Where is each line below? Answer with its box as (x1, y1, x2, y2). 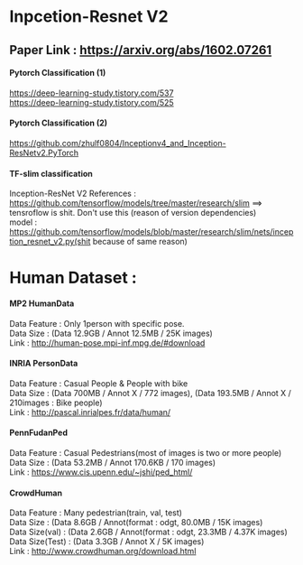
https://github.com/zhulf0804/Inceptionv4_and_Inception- (9, 137, 227, 148)
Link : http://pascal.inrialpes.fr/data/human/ (9, 406, 171, 417)
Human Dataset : (9, 268, 137, 288)
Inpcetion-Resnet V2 (9, 6, 169, 27)
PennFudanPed (9, 427, 68, 439)
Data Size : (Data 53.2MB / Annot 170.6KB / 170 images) (9, 457, 216, 468)
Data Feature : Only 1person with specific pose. (9, 318, 185, 329)
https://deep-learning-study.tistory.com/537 (9, 88, 174, 98)
